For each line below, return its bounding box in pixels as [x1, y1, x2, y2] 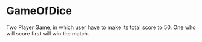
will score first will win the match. [6, 30, 90, 37]
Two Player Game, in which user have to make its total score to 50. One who [6, 24, 196, 31]
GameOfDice [6, 4, 73, 18]
